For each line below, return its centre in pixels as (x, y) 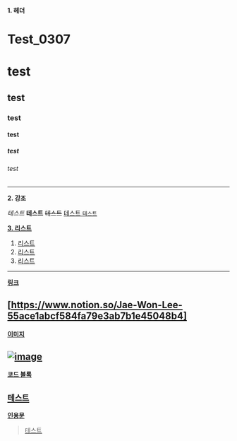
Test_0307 (39, 39)
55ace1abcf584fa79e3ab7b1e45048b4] (97, 316)
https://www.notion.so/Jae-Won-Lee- (97, 305)
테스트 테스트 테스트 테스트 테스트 (52, 213)
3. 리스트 (19, 228)
